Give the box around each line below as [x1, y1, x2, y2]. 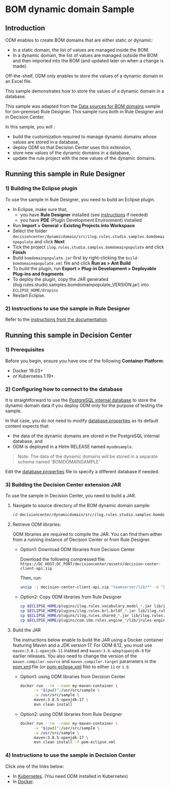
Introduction [5, 24, 46, 32]
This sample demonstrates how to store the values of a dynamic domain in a [5, 88, 164, 94]
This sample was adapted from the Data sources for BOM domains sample [5, 103, 160, 109]
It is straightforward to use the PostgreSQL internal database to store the [5, 397, 157, 403]
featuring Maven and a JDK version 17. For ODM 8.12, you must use [12, 642, 153, 648]
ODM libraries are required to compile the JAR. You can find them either [12, 531, 162, 537]
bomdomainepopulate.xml [12, 261, 63, 266]
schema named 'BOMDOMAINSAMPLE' [17, 459, 100, 465]
